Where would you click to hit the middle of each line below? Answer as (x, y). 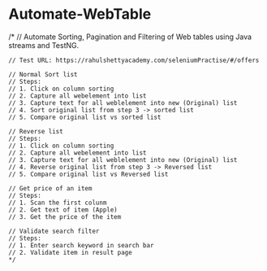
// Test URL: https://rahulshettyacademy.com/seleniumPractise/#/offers (134, 60)
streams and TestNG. (44, 45)
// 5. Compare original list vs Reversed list (88, 174)
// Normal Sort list (43, 74)
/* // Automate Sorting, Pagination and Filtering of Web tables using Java (130, 37)
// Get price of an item (50, 188)
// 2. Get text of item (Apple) (63, 210)
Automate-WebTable (80, 14)
